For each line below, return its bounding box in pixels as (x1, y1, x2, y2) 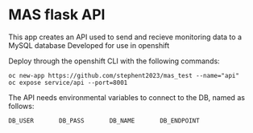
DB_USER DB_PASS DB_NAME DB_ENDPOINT (8, 116, 200, 125)
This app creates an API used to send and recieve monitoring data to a (8, 32, 243, 42)
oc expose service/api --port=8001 (8, 79, 128, 87)
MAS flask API (8, 6, 106, 24)
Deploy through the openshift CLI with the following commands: (8, 56, 220, 66)
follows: (8, 101, 35, 111)
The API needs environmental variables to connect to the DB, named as (8, 92, 246, 102)
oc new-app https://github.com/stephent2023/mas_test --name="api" (8, 71, 240, 79)
